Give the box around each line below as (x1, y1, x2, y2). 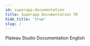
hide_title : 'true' (5, 16, 47, 21)
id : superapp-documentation (5, 7, 65, 12)
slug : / (5, 21, 22, 26)
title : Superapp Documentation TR (5, 12, 78, 17)
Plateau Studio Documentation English (5, 35, 85, 41)
